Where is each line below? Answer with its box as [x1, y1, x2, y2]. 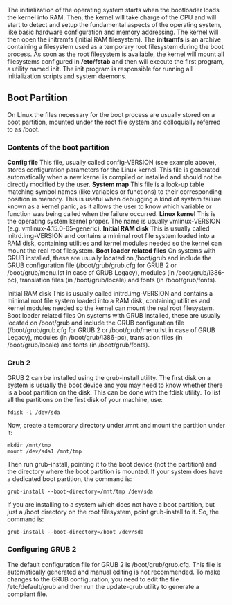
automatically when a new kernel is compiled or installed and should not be [7, 173, 222, 181]
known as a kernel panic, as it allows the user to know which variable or [7, 202, 213, 210]
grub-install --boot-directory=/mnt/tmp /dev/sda [7, 488, 154, 496]
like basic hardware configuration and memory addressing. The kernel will [7, 28, 219, 36]
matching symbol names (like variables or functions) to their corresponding [7, 188, 222, 196]
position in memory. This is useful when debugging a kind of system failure [7, 195, 222, 204]
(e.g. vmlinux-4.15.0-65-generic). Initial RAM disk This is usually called [7, 224, 210, 233]
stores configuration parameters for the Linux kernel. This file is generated [7, 165, 220, 174]
